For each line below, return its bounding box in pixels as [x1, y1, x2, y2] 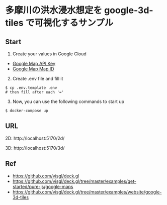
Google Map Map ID [12, 66, 54, 72]
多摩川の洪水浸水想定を [5, 5, 103, 16]
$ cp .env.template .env [5, 85, 57, 90]
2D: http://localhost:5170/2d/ [5, 135, 65, 141]
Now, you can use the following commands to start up [12, 98, 125, 105]
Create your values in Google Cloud [12, 51, 87, 57]
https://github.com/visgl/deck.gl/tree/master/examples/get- [12, 178, 137, 184]
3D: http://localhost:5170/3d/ [5, 145, 65, 151]
